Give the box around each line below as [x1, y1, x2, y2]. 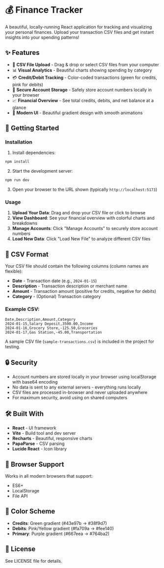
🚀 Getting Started [5, 124, 59, 132]
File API [12, 493, 28, 499]
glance [12, 104, 27, 110]
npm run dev [5, 178, 29, 182]
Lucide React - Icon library [12, 446, 67, 452]
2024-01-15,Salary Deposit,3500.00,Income [5, 321, 93, 326]
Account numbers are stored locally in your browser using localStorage [12, 374, 157, 380]
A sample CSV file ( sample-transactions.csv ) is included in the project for [5, 338, 155, 344]
